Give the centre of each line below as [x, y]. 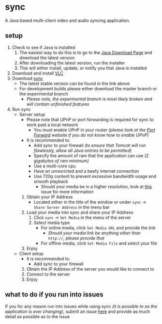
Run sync [21, 109]
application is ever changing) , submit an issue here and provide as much [78, 311]
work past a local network [52, 125]
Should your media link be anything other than [95, 233]
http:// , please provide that [76, 238]
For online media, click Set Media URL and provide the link [98, 227]
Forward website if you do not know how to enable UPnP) [91, 135]
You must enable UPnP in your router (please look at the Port [95, 130]
